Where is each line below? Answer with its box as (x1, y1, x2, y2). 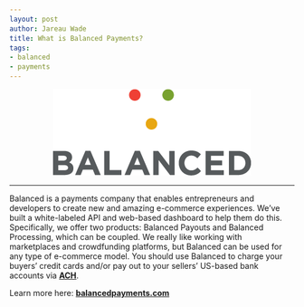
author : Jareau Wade (9, 24, 88, 34)
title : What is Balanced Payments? (9, 34, 144, 43)
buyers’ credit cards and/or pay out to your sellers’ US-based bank (9, 261, 260, 271)
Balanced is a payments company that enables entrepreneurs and (9, 193, 255, 204)
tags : (9, 43, 30, 53)
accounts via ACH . (9, 270, 80, 281)
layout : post (9, 14, 59, 24)
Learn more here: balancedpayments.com (9, 288, 170, 298)
